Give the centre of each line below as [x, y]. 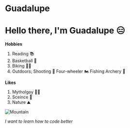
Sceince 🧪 [22, 97]
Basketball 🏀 [24, 61]
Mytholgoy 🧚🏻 [26, 92]
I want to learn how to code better [39, 121]
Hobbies [14, 44]
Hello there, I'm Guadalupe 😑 [65, 31]
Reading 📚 [23, 54]
